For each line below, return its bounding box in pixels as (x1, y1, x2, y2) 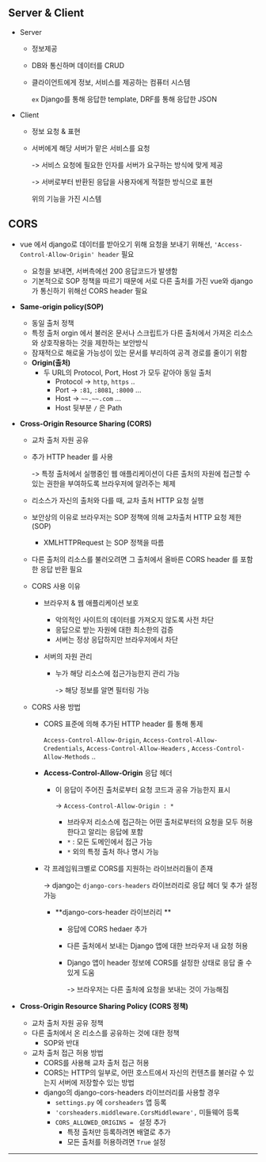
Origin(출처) (31, 357, 71, 367)
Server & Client (8, 6, 85, 20)
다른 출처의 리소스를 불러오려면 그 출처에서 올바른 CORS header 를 (31, 554, 239, 564)
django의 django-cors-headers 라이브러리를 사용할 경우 (43, 1087, 220, 1097)
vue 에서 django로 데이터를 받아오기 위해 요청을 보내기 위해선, (19, 239, 213, 249)
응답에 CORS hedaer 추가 (66, 923, 148, 934)
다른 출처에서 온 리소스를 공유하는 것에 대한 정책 (31, 1028, 180, 1038)
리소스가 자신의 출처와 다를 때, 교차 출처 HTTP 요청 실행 (31, 495, 204, 505)
